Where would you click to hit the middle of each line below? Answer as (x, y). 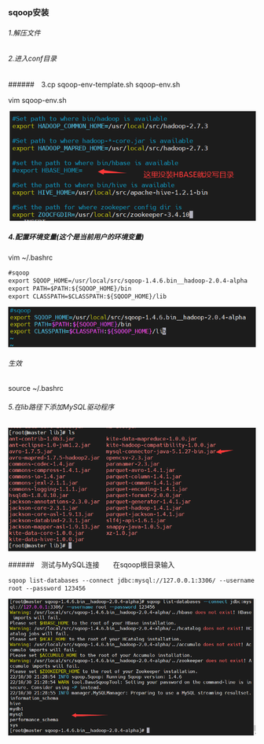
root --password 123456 (47, 589)
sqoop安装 (29, 12)
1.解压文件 (24, 32)
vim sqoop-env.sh (37, 100)
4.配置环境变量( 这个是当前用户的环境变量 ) (76, 237)
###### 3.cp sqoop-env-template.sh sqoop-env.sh (94, 84)
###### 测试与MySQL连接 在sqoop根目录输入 (92, 565)
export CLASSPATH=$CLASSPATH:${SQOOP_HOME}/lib (88, 296)
